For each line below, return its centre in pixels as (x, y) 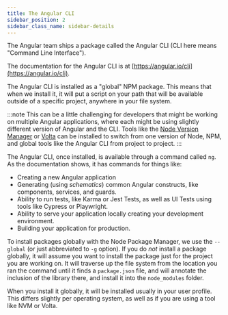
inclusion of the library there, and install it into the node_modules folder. (105, 278)
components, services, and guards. (67, 192)
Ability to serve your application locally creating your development (110, 214)
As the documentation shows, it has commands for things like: (95, 164)
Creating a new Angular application (67, 177)
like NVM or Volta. (32, 306)
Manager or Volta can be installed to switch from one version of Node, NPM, (114, 136)
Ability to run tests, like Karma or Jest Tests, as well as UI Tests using (114, 199)
